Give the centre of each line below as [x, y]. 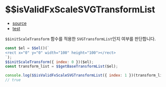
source [20, 23]
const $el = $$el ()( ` [27, 48]
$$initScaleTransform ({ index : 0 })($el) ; [49, 62]
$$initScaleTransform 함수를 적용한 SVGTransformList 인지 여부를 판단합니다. [81, 39]
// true [13, 80]
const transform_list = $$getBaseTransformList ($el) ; [62, 66]
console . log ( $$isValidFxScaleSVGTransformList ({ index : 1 [66, 76]
